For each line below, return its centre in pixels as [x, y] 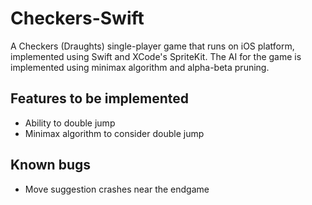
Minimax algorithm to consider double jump [114, 133]
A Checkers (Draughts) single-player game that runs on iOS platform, [152, 46]
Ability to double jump [70, 123]
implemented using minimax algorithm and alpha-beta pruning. [140, 67]
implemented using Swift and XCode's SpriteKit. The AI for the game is [156, 56]
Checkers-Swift [77, 18]
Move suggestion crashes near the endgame [117, 189]
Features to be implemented [100, 98]
